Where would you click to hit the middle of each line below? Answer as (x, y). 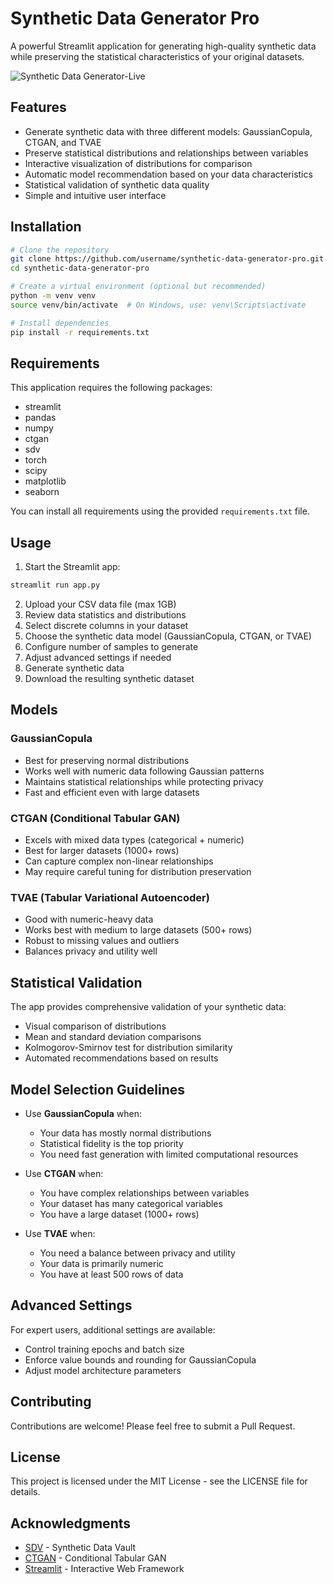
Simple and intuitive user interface (95, 195)
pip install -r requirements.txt (80, 332)
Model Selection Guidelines (97, 1089)
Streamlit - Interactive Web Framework (104, 1569)
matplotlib (45, 481)
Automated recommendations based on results (121, 1058)
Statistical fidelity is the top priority (111, 1143)
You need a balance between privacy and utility (137, 1253)
